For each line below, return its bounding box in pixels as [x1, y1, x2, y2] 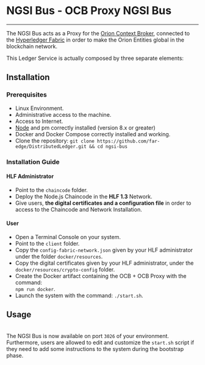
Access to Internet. [15, 117, 63, 125]
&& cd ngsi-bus [89, 143, 128, 150]
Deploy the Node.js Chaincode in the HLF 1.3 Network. [15, 193, 153, 200]
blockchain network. [6, 42, 58, 50]
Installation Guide [6, 157, 60, 166]
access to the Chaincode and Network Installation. [15, 205, 142, 213]
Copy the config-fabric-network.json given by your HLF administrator [15, 246, 193, 254]
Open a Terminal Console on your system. [15, 233, 121, 240]
